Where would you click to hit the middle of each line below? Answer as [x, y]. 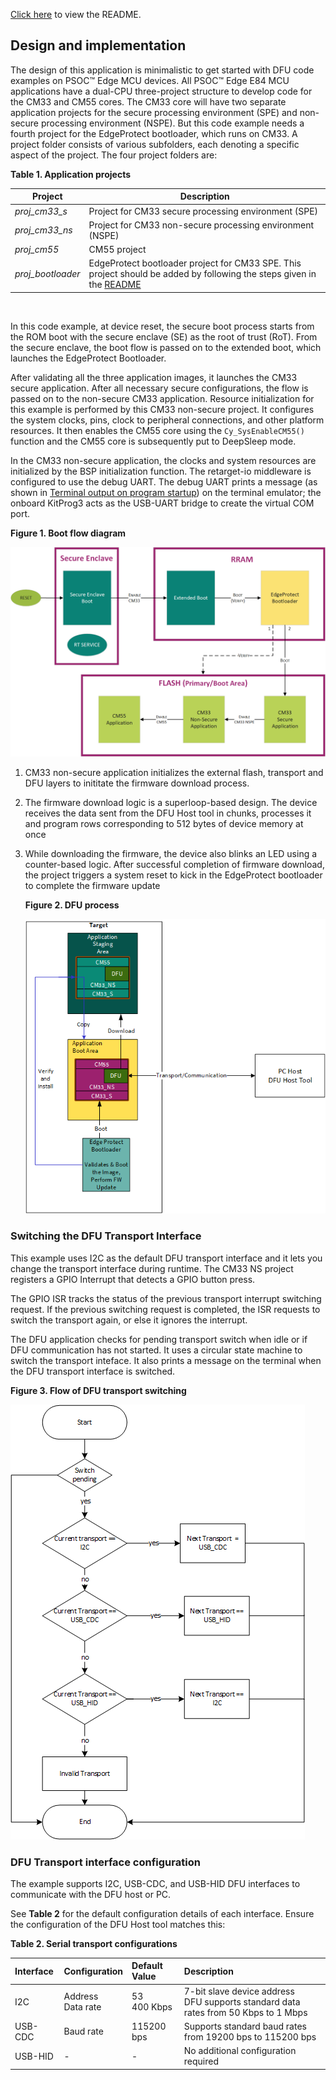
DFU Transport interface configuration [105, 1862]
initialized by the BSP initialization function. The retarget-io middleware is [161, 471]
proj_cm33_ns [43, 230]
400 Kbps [152, 2007]
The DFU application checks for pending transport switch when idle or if [159, 1339]
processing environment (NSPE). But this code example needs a [172, 123]
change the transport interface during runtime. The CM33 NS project [152, 1268]
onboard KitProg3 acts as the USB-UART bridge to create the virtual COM [162, 503]
